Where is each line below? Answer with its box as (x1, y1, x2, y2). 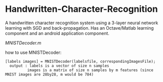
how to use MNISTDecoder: (5, 49, 62, 55)
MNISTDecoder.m (5, 40, 41, 45)
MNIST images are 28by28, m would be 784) (5, 72, 94, 77)
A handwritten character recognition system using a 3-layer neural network (5, 20, 159, 26)
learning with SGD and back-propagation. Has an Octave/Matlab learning (5, 25, 154, 31)
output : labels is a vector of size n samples (9, 63, 110, 68)
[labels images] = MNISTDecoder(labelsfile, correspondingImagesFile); (5, 59, 156, 64)
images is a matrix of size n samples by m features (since (27, 68, 154, 73)
